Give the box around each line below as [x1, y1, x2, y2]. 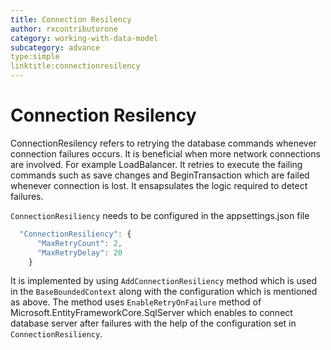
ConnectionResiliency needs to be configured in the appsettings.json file [10, 209, 310, 221]
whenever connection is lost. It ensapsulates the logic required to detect [10, 179, 308, 191]
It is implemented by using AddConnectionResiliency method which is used [10, 275, 317, 287]
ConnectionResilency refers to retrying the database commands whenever [10, 137, 317, 149]
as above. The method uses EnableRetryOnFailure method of [10, 296, 262, 308]
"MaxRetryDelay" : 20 [36, 247, 123, 258]
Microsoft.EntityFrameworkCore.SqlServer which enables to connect [10, 307, 293, 319]
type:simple [10, 52, 60, 62]
